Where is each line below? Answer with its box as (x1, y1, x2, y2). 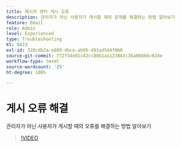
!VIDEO (20, 135, 38, 142)
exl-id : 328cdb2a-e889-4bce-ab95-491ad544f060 (6, 47, 123, 53)
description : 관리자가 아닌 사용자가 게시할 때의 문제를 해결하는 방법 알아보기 (6, 14, 176, 20)
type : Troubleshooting (6, 36, 62, 42)
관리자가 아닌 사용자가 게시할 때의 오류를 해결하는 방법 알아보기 (6, 123, 152, 130)
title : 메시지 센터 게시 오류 (6, 8, 70, 15)
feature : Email (6, 20, 44, 25)
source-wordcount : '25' (6, 63, 65, 70)
